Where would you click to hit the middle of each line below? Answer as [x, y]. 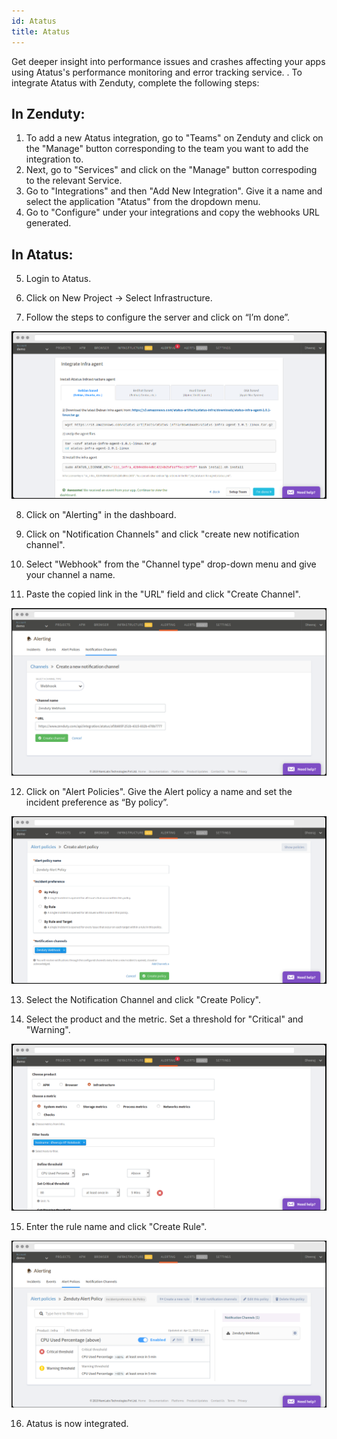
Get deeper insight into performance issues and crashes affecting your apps [168, 61]
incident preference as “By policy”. [97, 802]
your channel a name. [70, 574]
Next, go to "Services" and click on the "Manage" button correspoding [171, 170]
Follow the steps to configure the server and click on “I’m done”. [158, 317]
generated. [48, 223]
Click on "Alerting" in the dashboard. [101, 514]
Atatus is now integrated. [77, 1424]
